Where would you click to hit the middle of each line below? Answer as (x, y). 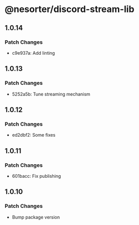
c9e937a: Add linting (33, 53)
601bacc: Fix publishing (36, 176)
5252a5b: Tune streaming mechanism (51, 94)
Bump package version (36, 217)
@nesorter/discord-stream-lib (69, 9)
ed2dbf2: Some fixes (34, 135)
